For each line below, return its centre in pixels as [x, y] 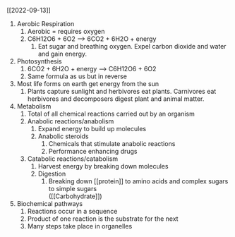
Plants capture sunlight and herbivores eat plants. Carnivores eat [122, 91]
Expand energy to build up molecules [92, 129]
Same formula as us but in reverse [77, 76]
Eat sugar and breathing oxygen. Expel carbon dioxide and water [132, 46]
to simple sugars [72, 189]
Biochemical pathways [49, 203]
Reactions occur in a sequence [72, 211]
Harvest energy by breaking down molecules [103, 166]
